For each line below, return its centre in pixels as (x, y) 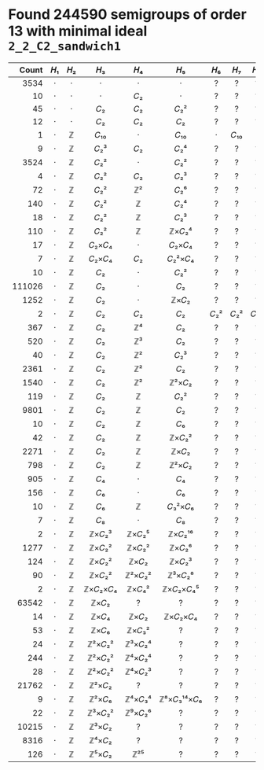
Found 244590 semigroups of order (128, 15)
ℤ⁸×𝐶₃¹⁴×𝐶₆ (181, 699)
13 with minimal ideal (78, 31)
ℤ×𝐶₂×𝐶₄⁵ (181, 589)
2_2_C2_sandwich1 (65, 47)
